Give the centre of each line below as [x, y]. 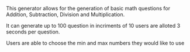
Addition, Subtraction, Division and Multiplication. [65, 14]
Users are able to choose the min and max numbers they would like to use [95, 43]
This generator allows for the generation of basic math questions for [88, 8]
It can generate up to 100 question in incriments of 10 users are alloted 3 [93, 26]
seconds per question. [33, 32]
